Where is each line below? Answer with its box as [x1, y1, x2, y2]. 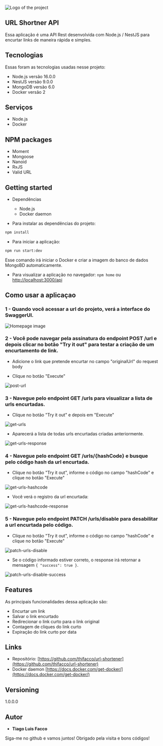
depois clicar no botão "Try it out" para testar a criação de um [5, 341, 154, 348]
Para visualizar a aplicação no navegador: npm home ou [12, 272, 121, 277]
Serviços [5, 103, 33, 112]
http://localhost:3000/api [12, 277, 62, 283]
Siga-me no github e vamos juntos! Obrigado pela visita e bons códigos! [5, 735, 150, 741]
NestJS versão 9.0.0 [12, 79, 53, 85]
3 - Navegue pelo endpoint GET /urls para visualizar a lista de [5, 395, 153, 402]
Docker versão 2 [12, 89, 46, 95]
